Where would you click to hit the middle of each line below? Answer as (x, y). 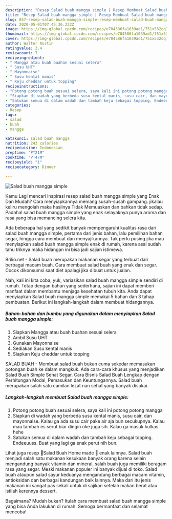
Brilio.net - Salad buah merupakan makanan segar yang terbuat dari (77, 259)
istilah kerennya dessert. (31, 491)
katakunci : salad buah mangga (38, 138)
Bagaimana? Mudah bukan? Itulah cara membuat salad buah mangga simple (86, 501)
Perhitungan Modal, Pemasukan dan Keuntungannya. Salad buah (74, 380)
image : (12, 29)
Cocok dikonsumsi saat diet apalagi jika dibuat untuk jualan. (68, 270)
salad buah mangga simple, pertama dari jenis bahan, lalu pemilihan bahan (84, 233)
